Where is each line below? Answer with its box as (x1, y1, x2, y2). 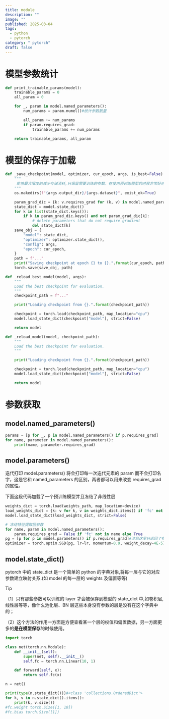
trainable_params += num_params (32, 127, 100, 132)
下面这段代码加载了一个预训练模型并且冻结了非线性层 (5, 493, 116, 500)
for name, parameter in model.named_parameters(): (5, 437, 114, 442)
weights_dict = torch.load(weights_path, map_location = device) (5, 503, 141, 509)
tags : (5, 26, 17, 31)
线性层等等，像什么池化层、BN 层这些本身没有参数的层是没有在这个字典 (5, 602, 154, 608)
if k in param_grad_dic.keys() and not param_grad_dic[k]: (23, 214, 150, 219)
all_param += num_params (23, 117, 75, 123)
